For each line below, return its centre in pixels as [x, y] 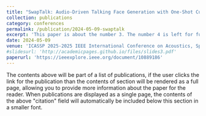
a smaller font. [25, 107]
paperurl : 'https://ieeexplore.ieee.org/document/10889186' [85, 57]
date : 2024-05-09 [29, 40]
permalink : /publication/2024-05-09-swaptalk [65, 29]
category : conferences [35, 23]
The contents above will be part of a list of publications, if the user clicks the [103, 74]
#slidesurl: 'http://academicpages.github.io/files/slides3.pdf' [91, 52]
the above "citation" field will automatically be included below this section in [102, 101]
